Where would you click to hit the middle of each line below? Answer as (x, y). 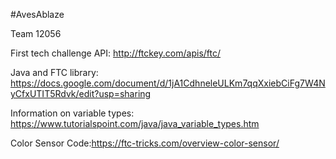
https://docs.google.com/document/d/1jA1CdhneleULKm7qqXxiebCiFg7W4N (168, 83)
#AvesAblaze (37, 14)
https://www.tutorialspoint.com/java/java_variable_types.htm (135, 123)
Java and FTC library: (54, 72)
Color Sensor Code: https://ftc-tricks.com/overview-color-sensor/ (145, 143)
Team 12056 (36, 33)
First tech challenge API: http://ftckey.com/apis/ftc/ (116, 53)
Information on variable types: (72, 113)
